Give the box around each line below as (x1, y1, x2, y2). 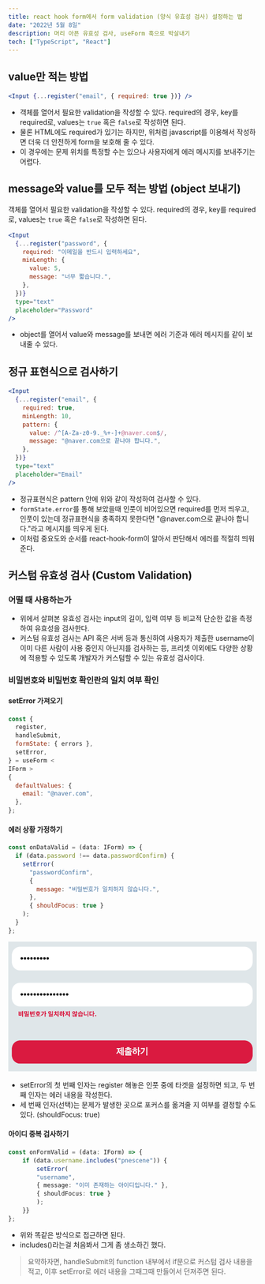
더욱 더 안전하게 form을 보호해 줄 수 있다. (28, 137, 155, 146)
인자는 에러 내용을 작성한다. (28, 1090, 113, 1099)
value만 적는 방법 (8, 69, 89, 83)
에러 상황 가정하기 (8, 825, 63, 834)
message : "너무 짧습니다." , (28, 273, 112, 281)
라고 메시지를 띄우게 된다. (31, 523, 109, 533)
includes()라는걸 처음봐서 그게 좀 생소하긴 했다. (19, 1240, 166, 1249)
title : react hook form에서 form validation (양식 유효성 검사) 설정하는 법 (8, 13, 243, 21)
